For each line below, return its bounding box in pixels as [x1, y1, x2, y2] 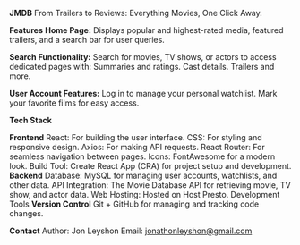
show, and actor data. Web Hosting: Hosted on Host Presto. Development [9, 190, 280, 199]
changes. [9, 208, 44, 218]
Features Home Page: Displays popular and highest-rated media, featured [9, 25, 284, 35]
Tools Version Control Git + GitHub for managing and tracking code [9, 199, 260, 209]
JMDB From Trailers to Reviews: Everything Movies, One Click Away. [9, 8, 262, 18]
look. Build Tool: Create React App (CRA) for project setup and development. [9, 161, 292, 171]
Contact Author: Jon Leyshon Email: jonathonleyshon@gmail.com [9, 225, 253, 236]
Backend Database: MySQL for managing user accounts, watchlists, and [9, 170, 278, 181]
